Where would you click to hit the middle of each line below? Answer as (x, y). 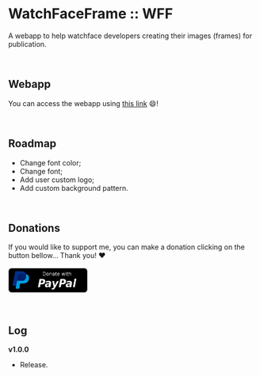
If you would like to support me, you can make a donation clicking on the (127, 247)
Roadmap (32, 144)
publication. (27, 44)
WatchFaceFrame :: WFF (91, 14)
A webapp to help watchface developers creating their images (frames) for (130, 36)
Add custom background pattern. (74, 188)
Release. (34, 365)
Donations (34, 228)
